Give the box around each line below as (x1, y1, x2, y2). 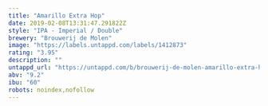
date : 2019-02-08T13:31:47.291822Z (8, 19, 127, 27)
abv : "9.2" (8, 71, 45, 79)
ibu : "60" (8, 78, 41, 86)
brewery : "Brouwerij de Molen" (8, 33, 112, 42)
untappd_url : (8, 64, 52, 72)
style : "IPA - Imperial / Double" (8, 26, 124, 34)
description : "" (8, 57, 62, 65)
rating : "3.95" (8, 49, 59, 57)
